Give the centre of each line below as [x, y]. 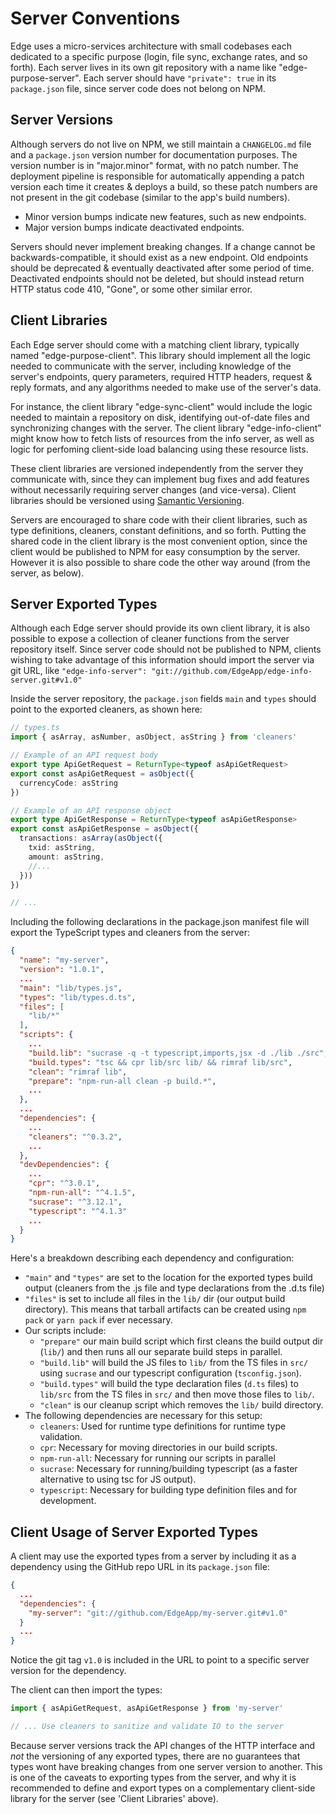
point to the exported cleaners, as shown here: [106, 709]
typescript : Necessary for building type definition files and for [168, 1490]
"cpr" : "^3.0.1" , [64, 1183]
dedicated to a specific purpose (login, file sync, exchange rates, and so [159, 56]
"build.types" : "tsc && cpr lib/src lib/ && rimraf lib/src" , [160, 1062]
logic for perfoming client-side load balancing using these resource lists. [159, 449]
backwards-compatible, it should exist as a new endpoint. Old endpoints [159, 257]
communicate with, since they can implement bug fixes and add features [160, 479]
